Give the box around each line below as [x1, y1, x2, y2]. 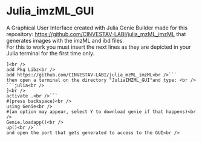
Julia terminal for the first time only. [6, 49, 95, 57]
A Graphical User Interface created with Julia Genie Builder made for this [6, 24, 188, 31]
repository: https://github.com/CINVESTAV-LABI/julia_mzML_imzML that [6, 30, 186, 37]
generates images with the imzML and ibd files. [6, 37, 124, 44]
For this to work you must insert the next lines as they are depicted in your [6, 43, 191, 51]
